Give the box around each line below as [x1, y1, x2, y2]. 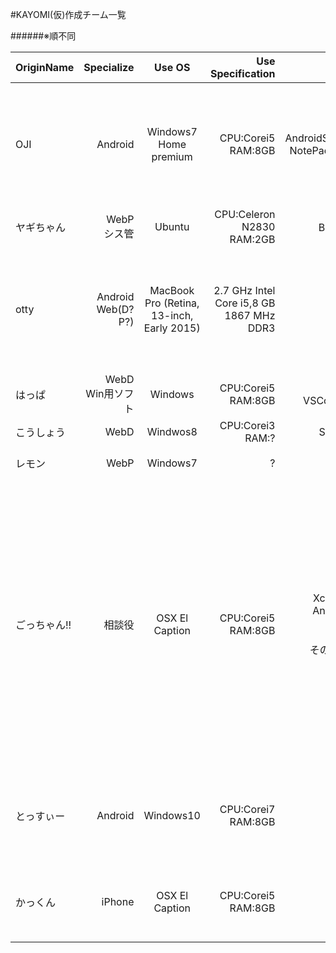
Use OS [154, 61, 191, 74]
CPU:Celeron [214, 208, 276, 221]
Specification [209, 67, 276, 80]
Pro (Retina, [144, 296, 200, 310]
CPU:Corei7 [219, 803, 276, 816]
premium [151, 150, 193, 163]
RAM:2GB [229, 233, 276, 246]
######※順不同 [10, 30, 77, 42]
